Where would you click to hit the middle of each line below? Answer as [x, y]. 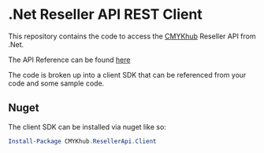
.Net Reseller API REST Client [105, 15]
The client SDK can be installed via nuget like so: [87, 126]
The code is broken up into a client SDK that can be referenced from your [127, 75]
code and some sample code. [56, 83]
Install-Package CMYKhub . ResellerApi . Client [82, 141]
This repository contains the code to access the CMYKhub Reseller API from [132, 36]
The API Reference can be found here [69, 60]
